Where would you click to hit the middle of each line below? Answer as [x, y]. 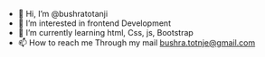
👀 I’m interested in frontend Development [95, 23]
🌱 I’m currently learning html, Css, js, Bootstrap [106, 33]
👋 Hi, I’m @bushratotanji [63, 14]
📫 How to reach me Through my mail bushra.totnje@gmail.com [137, 43]
